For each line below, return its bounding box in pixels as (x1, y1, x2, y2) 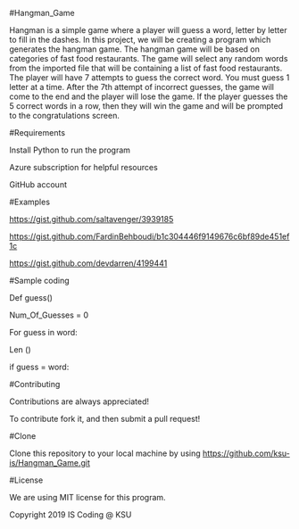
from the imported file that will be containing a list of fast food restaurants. (9, 62, 283, 73)
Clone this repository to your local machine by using (9, 448, 201, 459)
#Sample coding (9, 276, 70, 285)
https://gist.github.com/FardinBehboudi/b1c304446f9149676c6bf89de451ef (9, 231, 290, 242)
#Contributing (9, 379, 61, 389)
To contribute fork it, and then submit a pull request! (9, 414, 201, 424)
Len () (9, 344, 31, 355)
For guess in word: (9, 327, 78, 337)
